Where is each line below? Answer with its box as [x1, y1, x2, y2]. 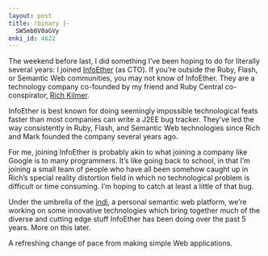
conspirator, [8, 90, 48, 101]
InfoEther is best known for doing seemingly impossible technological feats [8, 106, 258, 116]
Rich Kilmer [49, 90, 88, 101]
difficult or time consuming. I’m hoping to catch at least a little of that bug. [8, 182, 254, 192]
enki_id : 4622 [8, 34, 57, 43]
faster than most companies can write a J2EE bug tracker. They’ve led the [8, 114, 254, 125]
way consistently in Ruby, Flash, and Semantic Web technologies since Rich [8, 123, 261, 133]
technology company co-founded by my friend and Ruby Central [8, 82, 224, 92]
